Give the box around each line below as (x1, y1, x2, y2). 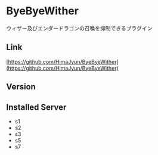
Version (6, 82, 36, 92)
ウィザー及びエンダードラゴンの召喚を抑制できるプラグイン (6, 24, 153, 32)
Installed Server (6, 102, 67, 112)
